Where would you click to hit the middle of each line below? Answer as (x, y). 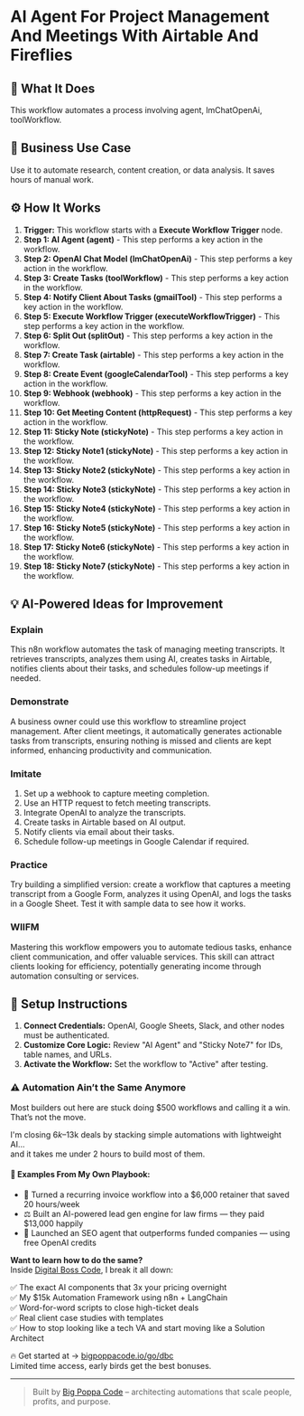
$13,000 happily (53, 1223)
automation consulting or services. (74, 976)
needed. (26, 678)
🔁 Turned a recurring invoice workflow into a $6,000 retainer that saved (156, 1194)
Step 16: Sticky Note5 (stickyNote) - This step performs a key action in (157, 527)
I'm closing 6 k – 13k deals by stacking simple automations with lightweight (146, 1134)
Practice (29, 864)
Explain (27, 629)
